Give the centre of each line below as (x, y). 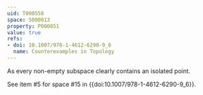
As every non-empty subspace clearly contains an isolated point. (99, 71)
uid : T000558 (26, 13)
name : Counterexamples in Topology (64, 52)
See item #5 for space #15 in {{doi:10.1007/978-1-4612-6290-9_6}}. (101, 84)
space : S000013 (29, 20)
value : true (24, 32)
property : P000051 (33, 26)
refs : (15, 39)
